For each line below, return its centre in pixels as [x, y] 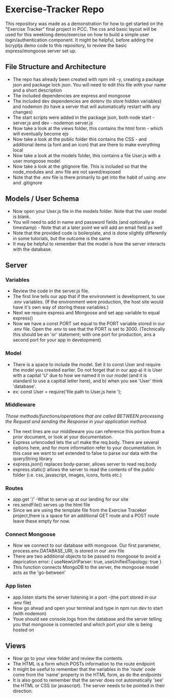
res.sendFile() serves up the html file [51, 505]
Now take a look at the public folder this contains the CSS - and [80, 139]
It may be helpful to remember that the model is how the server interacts [89, 244]
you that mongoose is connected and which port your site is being [82, 624]
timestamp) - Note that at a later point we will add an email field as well [88, 227]
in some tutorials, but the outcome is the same [62, 238]
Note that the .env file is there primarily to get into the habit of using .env [89, 177]
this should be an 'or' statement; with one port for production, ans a [84, 334]
